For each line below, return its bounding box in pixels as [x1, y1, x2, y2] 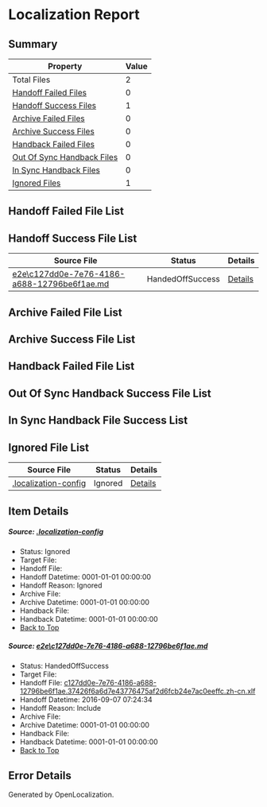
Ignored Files [12, 177, 61, 188]
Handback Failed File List [8, 359, 135, 373]
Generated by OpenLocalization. [8, 790, 114, 800]
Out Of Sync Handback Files [12, 152, 118, 162]
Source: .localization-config [8, 526, 104, 536]
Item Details [8, 505, 69, 518]
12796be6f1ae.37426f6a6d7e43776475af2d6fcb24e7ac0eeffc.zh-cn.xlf [19, 686, 256, 696]
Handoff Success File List [8, 231, 137, 245]
